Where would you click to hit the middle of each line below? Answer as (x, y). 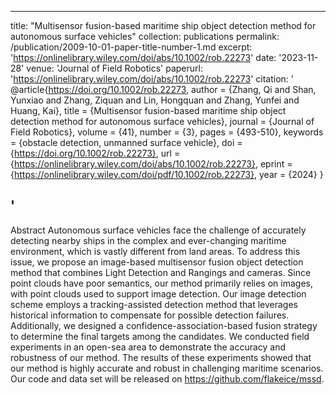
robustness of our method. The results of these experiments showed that (161, 357)
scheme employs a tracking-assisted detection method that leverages (154, 304)
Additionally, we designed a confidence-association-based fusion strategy (164, 325)
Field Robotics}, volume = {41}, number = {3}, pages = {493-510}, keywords (167, 132)
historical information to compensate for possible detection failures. (150, 315)
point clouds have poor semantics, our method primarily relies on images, (161, 283)
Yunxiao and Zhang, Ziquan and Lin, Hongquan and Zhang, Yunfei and (155, 100)
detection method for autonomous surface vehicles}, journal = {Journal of (162, 121)
